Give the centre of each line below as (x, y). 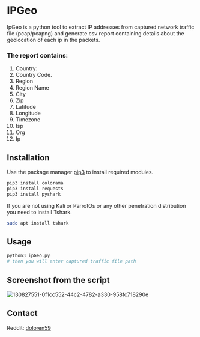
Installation (28, 158)
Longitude (28, 113)
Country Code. (34, 75)
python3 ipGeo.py (29, 256)
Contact (22, 313)
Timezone (28, 120)
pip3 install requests (35, 189)
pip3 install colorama (35, 183)
